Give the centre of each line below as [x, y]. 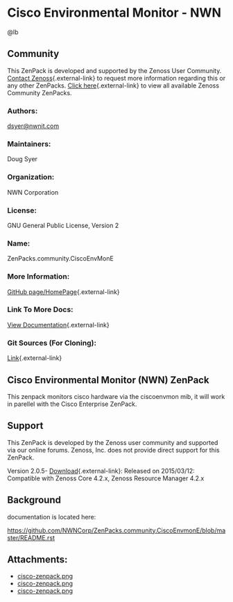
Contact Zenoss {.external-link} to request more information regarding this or [116, 78]
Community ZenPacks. [40, 92]
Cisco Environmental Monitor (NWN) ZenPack [108, 380]
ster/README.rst [31, 537]
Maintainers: [29, 144]
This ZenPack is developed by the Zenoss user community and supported [113, 442]
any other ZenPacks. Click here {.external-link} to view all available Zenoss [113, 86]
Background [34, 500]
